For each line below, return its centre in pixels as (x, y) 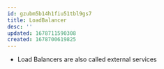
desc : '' (20, 26)
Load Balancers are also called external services (87, 59)
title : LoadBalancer (37, 20)
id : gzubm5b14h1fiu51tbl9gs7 (50, 14)
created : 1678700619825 (42, 40)
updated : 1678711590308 (42, 33)
